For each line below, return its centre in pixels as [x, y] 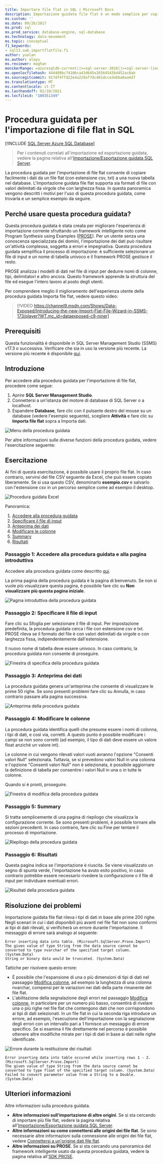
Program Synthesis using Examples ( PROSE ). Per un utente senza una [75, 236]
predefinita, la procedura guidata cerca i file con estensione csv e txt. [74, 629]
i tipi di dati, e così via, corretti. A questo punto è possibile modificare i [75, 734]
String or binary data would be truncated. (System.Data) [65, 959]
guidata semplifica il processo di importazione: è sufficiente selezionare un [80, 252]
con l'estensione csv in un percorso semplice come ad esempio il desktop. [80, 488]
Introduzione [25, 369]
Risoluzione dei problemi [43, 906]
